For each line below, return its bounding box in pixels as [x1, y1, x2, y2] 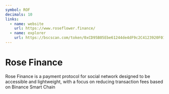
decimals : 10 [5, 12, 33, 17]
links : [5, 16, 19, 21]
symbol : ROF [5, 7, 30, 12]
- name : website [10, 21, 44, 26]
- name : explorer [10, 30, 46, 35]
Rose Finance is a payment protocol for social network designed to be [5, 73, 150, 79]
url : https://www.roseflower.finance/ [14, 26, 96, 31]
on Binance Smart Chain [5, 83, 55, 90]
